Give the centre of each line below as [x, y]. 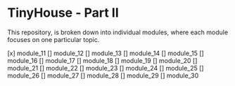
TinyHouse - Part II [63, 13]
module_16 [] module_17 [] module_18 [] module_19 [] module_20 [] [102, 60]
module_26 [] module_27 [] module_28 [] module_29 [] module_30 [103, 76]
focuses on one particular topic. [53, 39]
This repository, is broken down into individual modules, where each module [118, 32]
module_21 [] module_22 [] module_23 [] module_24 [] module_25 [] [106, 68]
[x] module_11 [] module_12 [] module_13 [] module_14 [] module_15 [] [106, 53]
